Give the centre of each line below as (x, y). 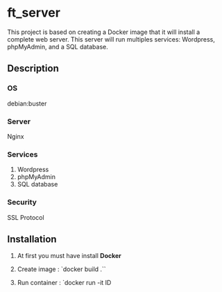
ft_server (34, 13)
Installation (32, 239)
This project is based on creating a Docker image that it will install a (104, 32)
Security (22, 203)
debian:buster (27, 103)
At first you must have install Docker (69, 256)
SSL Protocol (26, 217)
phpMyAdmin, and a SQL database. (58, 46)
